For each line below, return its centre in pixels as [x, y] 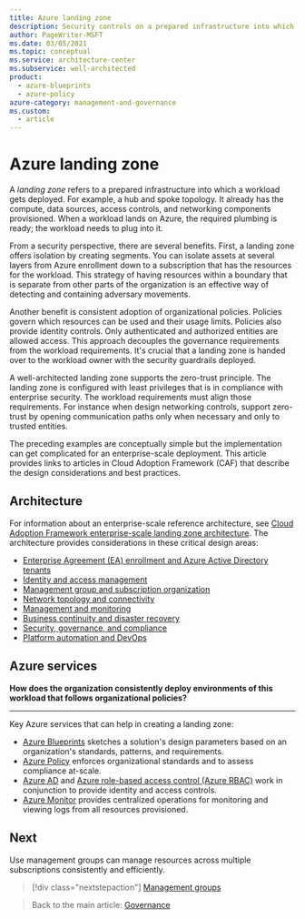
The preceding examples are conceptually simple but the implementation [146, 444]
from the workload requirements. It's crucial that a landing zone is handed [148, 350]
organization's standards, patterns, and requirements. [123, 751]
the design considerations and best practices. [95, 473]
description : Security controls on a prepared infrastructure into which [152, 26]
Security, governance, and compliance [95, 628]
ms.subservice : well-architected [73, 69]
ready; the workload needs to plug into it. [86, 228]
